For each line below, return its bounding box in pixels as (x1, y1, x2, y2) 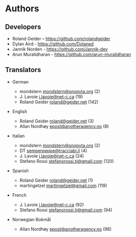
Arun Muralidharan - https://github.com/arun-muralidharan (12, 51, 132, 57)
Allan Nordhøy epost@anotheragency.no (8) (19, 123, 109, 129)
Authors (5, 3, 39, 14)
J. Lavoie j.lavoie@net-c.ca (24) (19, 153, 84, 158)
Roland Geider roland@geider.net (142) (19, 99, 99, 105)
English (12, 108, 27, 114)
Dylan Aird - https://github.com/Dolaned (12, 41, 94, 47)
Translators (5, 66, 41, 74)
